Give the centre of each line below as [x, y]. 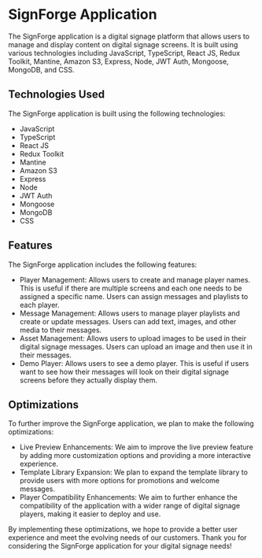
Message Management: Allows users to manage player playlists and [129, 313]
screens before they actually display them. [89, 380]
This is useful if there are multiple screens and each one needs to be [131, 288]
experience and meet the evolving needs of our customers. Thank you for [127, 538]
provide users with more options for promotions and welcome [120, 481]
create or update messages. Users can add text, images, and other [128, 321]
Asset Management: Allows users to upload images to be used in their [133, 338]
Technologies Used [56, 95]
